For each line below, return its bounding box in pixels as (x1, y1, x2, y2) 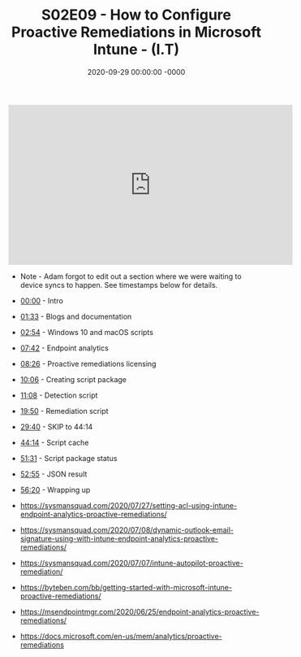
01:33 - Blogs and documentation (19, 311, 132, 321)
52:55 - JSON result (19, 469, 88, 479)
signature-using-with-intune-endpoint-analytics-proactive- (19, 533, 219, 543)
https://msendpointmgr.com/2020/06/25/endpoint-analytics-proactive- (19, 607, 260, 616)
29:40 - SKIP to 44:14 (19, 421, 93, 432)
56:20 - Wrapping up (19, 485, 91, 494)
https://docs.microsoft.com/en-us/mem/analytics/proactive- (19, 631, 223, 641)
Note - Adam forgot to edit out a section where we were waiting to (19, 271, 242, 281)
